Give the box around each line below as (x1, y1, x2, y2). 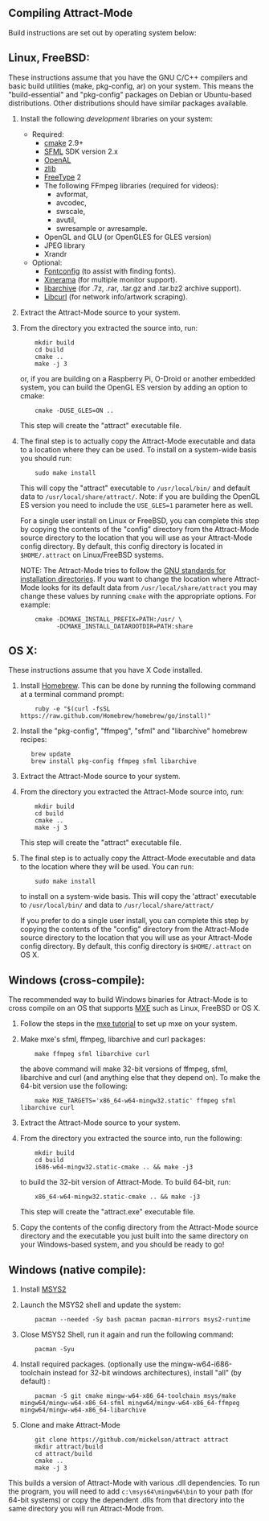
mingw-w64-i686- (170, 1359, 233, 1369)
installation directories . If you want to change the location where (19, 574, 233, 583)
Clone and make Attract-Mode (19, 1420, 120, 1430)
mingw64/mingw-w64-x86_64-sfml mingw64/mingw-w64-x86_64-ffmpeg (19, 1399, 240, 1408)
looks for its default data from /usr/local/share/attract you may (41, 583, 258, 592)
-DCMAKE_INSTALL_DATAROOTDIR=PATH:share (55, 622, 194, 630)
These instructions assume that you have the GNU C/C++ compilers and (8, 72, 248, 82)
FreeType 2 (43, 172, 82, 182)
